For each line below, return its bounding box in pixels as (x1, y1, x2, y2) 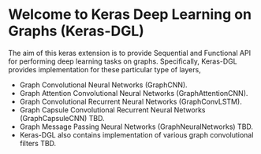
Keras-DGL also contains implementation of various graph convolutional (19, 130, 254, 139)
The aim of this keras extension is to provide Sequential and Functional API (8, 48, 251, 57)
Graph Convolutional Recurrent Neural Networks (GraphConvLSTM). (19, 97, 242, 106)
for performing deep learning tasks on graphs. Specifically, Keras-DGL (8, 57, 238, 66)
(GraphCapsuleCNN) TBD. (19, 113, 105, 123)
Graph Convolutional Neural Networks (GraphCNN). (19, 80, 188, 90)
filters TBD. (19, 138, 57, 148)
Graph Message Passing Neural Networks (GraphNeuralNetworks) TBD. (19, 122, 254, 131)
